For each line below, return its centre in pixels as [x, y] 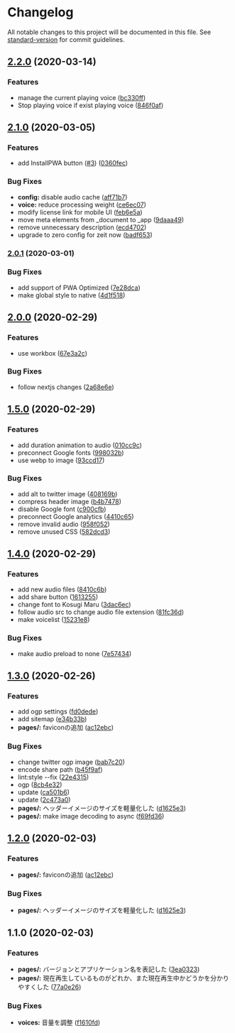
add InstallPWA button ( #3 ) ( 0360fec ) [73, 163]
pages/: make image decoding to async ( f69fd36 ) [91, 816]
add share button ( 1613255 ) [58, 597]
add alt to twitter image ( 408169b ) [67, 493]
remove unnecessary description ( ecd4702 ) [82, 227]
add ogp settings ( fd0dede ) [58, 711]
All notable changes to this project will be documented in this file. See [109, 32]
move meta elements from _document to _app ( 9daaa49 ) [101, 219]
